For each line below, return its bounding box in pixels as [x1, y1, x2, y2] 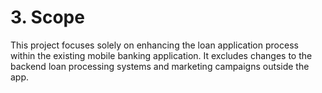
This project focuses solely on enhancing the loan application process [10, 39, 299, 51]
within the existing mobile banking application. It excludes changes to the [10, 49, 313, 61]
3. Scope [10, 6, 85, 29]
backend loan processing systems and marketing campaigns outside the [10, 60, 310, 72]
